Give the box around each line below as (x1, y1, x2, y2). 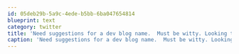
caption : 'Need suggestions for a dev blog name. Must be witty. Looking (7, 36, 234, 43)
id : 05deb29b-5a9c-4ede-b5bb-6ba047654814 (7, 10, 135, 18)
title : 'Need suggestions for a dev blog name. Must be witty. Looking (7, 29, 228, 37)
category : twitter (7, 23, 62, 30)
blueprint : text (7, 17, 55, 24)
